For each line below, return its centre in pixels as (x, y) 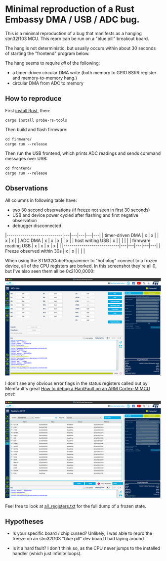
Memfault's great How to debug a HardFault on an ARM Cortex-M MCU (78, 388)
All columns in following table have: (41, 200)
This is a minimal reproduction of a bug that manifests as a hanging (73, 33)
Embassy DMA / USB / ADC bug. (72, 20)
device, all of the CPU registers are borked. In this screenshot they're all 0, (81, 266)
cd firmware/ (19, 139)
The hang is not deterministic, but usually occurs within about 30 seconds (81, 48)
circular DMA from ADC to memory (48, 83)
